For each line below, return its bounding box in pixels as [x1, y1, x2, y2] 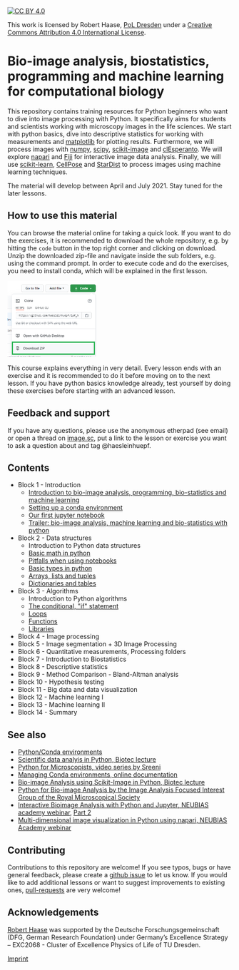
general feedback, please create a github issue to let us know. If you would [7, 871, 228, 879]
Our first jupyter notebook [28, 511, 105, 520]
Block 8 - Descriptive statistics [17, 663, 108, 671]
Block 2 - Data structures [17, 533, 92, 542]
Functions [28, 617, 58, 626]
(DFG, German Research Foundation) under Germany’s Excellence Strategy [7, 933, 228, 941]
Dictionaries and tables [28, 579, 96, 588]
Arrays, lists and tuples [28, 571, 96, 581]
